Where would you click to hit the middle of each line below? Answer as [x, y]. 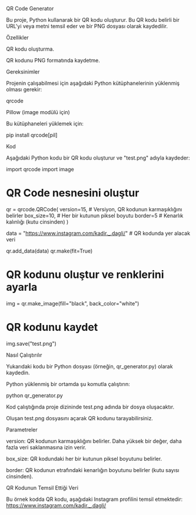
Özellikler [18, 37]
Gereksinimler [23, 72]
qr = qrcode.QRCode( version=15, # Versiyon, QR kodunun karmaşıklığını [94, 209]
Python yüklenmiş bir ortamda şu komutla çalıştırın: [68, 384]
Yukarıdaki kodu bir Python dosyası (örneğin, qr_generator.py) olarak [89, 366]
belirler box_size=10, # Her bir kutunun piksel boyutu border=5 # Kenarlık [95, 215]
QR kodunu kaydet [52, 328]
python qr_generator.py [34, 395]
